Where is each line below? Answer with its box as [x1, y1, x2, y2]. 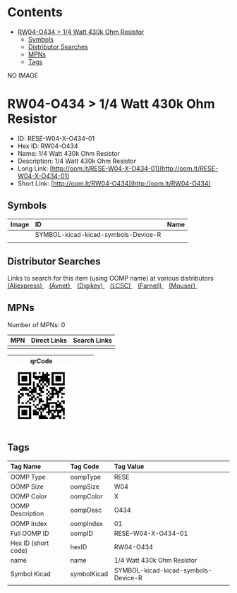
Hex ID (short [10, 539, 49, 547]
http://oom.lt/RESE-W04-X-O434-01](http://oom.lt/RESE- [51, 164, 219, 173]
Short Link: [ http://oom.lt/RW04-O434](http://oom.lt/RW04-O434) [17, 179, 212, 188]
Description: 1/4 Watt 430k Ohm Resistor [17, 157, 136, 165]
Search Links [73, 336, 113, 345]
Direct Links [30, 336, 67, 345]
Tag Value [114, 463, 145, 471]
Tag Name [10, 463, 41, 471]
